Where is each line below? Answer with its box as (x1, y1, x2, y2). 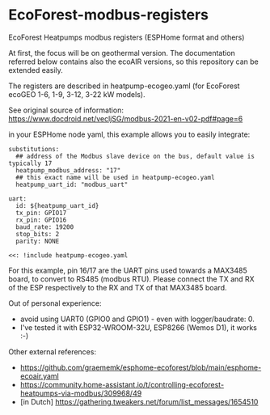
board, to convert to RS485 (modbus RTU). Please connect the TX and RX (8, 273, 255, 284)
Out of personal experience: (8, 298, 102, 308)
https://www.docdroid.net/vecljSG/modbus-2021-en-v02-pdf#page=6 (8, 113, 243, 123)
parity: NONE (15, 237, 60, 245)
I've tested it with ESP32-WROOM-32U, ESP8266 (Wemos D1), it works (19, 322, 257, 332)
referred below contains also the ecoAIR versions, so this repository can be (8, 57, 259, 66)
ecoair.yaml (19, 371, 59, 381)
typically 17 (8, 159, 53, 167)
